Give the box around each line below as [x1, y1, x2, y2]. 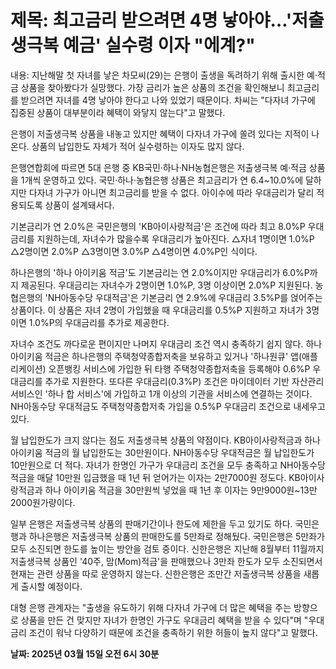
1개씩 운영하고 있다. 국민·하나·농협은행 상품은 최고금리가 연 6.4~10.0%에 [20, 174, 304, 186]
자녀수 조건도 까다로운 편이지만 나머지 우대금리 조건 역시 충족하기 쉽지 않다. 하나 [10, 337, 323, 350]
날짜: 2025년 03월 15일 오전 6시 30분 [10, 647, 160, 660]
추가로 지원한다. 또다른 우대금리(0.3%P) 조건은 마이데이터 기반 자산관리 [44, 375, 325, 387]
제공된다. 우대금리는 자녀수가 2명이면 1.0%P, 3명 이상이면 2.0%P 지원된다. [20, 279, 313, 291]
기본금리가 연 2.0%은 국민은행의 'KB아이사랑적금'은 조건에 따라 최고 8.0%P [10, 220, 306, 232]
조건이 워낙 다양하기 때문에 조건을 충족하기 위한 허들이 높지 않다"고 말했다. [28, 626, 318, 638]
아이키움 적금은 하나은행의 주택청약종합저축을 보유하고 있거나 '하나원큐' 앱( [10, 350, 303, 362]
